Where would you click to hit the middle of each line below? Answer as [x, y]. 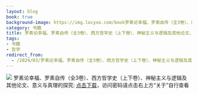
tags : [13, 39]
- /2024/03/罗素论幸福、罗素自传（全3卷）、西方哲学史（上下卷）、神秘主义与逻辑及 [100, 60]
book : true [19, 17]
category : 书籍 [24, 28]
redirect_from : [25, 55]
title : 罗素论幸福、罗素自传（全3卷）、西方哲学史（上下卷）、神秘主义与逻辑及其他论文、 [100, 33]
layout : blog [22, 11]
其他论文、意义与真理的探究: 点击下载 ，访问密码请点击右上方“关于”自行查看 [98, 85]
